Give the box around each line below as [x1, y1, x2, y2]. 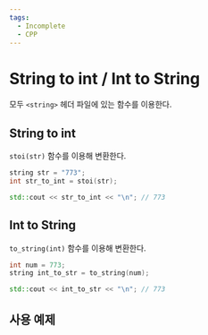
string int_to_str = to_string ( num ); [9, 269, 150, 278]
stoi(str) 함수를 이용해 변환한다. [9, 150, 127, 161]
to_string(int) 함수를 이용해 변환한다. [9, 243, 146, 253]
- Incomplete [17, 21, 66, 30]
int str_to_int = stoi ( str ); [9, 176, 118, 185]
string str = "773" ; [9, 168, 87, 177]
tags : [9, 13, 29, 22]
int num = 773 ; [9, 261, 66, 270]
